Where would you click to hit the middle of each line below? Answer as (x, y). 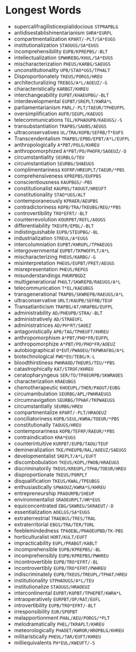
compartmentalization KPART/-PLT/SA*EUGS (65, 39)
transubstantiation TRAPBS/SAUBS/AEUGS (60, 126)
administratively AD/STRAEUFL (48, 319)
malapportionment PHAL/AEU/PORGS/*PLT (62, 617)
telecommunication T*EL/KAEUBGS (54, 288)
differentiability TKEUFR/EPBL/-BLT (54, 226)
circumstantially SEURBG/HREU (48, 406)
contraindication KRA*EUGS (45, 437)
